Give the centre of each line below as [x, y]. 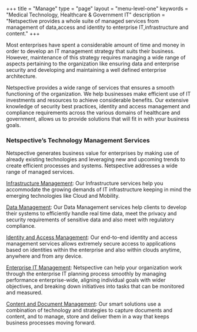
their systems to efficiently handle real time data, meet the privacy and [91, 214]
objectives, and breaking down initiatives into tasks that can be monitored [95, 286]
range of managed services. [40, 172]
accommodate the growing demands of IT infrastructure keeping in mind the [98, 190]
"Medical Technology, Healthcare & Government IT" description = [86, 15]
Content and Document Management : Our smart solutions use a [84, 304]
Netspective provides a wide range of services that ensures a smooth [90, 87]
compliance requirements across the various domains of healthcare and [93, 112]
